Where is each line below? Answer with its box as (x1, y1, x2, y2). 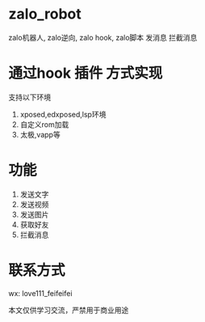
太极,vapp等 (19, 129, 61, 139)
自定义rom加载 (19, 119, 69, 129)
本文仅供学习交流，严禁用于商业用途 (8, 305, 129, 315)
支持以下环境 (8, 92, 51, 102)
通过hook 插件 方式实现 (8, 64, 163, 83)
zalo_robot (8, 5, 82, 23)
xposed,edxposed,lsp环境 (19, 109, 107, 119)
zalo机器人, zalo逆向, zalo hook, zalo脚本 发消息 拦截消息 (8, 32, 198, 42)
